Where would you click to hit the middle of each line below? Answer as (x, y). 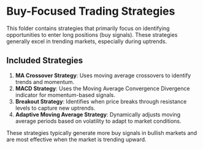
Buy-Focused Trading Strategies (91, 11)
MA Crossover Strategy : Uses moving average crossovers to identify (103, 75)
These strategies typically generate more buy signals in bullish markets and (102, 132)
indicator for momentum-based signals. (65, 95)
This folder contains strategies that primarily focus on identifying (88, 28)
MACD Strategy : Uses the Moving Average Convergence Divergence (102, 88)
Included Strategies (45, 60)
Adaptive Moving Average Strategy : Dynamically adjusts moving (98, 114)
